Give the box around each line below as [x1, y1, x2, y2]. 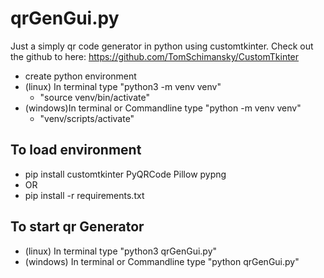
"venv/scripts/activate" [39, 112, 135, 124]
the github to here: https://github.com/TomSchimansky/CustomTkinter [10, 50, 300, 62]
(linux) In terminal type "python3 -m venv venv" [24, 80, 222, 92]
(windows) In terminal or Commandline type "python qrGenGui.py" [24, 255, 300, 267]
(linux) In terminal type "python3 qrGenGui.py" [24, 245, 218, 257]
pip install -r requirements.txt [24, 189, 145, 201]
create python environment [24, 70, 137, 82]
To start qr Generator [10, 218, 145, 236]
